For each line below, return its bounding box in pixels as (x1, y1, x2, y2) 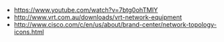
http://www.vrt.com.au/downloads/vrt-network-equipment (13, 13, 183, 21)
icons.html (13, 28, 44, 36)
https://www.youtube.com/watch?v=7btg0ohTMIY (13, 6, 158, 14)
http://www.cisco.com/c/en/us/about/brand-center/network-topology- (13, 21, 217, 28)
